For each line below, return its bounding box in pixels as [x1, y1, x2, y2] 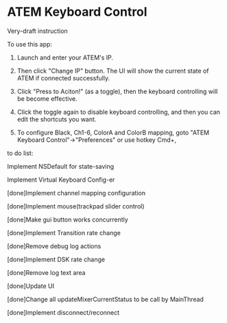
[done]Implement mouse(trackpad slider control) [7, 202, 145, 210]
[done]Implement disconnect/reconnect [7, 308, 120, 316]
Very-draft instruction [7, 27, 69, 35]
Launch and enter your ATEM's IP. [16, 53, 114, 62]
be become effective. [16, 94, 77, 103]
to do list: [7, 149, 34, 157]
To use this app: [7, 40, 53, 48]
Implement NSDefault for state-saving [7, 162, 115, 170]
